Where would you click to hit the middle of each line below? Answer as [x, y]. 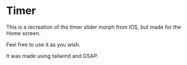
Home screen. [23, 33]
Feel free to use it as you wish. [43, 45]
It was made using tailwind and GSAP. [52, 56]
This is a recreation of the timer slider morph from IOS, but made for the [94, 27]
